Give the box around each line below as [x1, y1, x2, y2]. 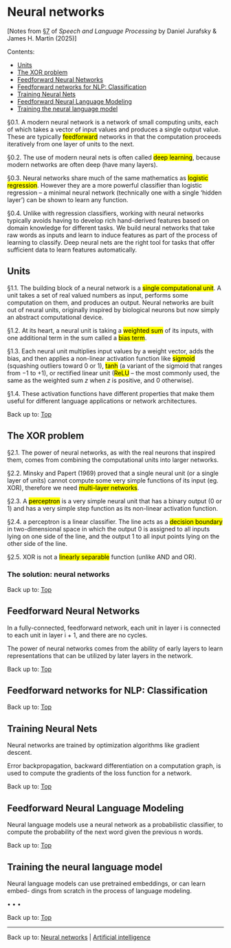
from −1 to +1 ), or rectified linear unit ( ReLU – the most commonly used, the [7, 368, 220, 377]
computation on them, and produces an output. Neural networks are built [7, 298, 214, 307]
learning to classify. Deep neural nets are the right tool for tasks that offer [7, 238, 215, 246]
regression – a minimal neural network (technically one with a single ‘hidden [7, 188, 222, 197]
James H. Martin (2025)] [7, 34, 77, 42]
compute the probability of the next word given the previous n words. [7, 828, 203, 836]
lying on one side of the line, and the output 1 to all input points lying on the [7, 532, 220, 540]
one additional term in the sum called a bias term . [7, 333, 147, 342]
